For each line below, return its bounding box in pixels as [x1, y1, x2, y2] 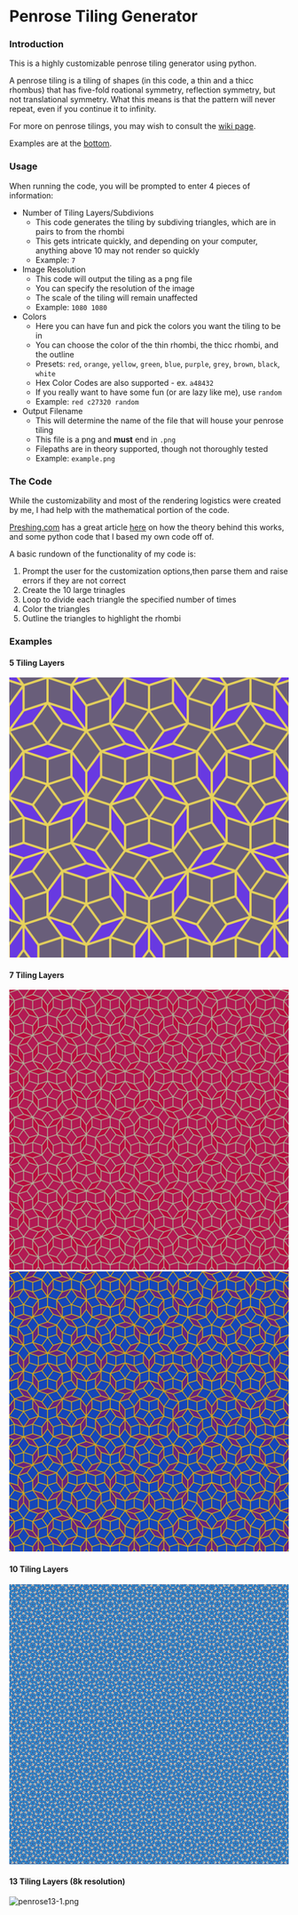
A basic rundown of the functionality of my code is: [9, 549, 197, 559]
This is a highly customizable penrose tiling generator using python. [9, 58, 257, 68]
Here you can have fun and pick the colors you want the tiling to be [35, 320, 281, 331]
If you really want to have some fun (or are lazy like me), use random [35, 387, 282, 397]
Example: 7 [35, 254, 76, 265]
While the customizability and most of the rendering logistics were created [9, 495, 281, 506]
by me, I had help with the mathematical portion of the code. [9, 505, 231, 516]
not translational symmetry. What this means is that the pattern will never [9, 94, 277, 105]
